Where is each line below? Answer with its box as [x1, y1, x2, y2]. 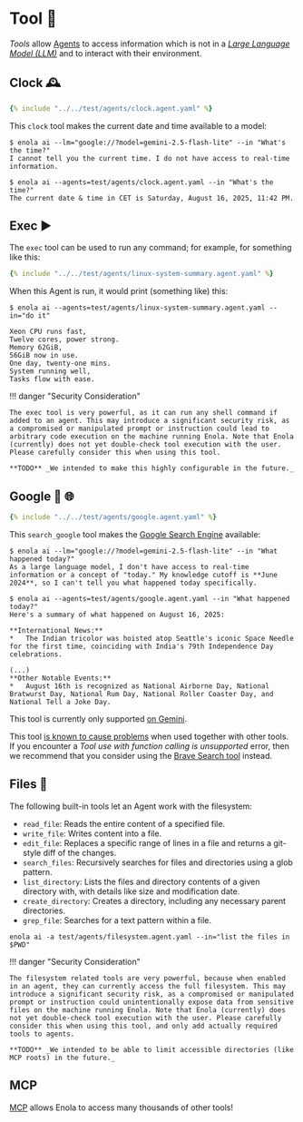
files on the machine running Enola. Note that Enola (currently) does [9, 1005, 286, 1015]
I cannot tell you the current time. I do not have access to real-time [9, 153, 290, 162]
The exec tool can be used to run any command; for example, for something [9, 242, 292, 253]
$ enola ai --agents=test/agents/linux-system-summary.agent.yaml [9, 303, 266, 312]
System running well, [9, 367, 92, 376]
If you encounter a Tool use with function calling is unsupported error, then [9, 741, 290, 752]
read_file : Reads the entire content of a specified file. [22, 818, 225, 829]
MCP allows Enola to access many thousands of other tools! [9, 1102, 234, 1113]
